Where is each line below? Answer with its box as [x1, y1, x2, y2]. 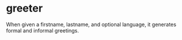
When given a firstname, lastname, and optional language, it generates [6, 21, 177, 28]
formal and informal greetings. [6, 27, 79, 34]
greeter [6, 2, 43, 15]
